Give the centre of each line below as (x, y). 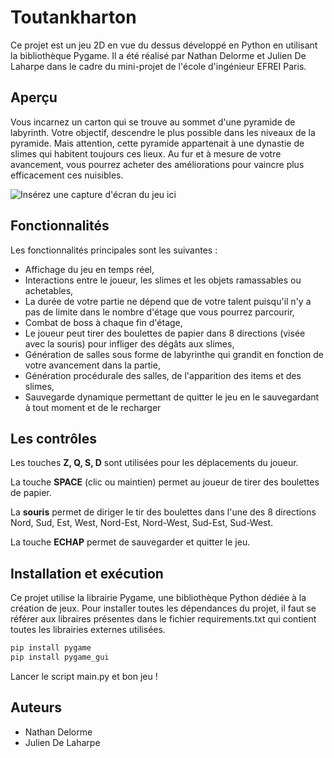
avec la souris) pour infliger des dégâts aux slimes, (129, 343)
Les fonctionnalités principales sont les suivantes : (114, 250)
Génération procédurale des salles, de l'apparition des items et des (163, 375)
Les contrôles (53, 438)
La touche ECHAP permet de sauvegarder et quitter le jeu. (130, 542)
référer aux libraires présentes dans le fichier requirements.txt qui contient (163, 619)
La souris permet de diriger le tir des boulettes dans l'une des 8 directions (163, 512)
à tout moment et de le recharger (93, 407)
